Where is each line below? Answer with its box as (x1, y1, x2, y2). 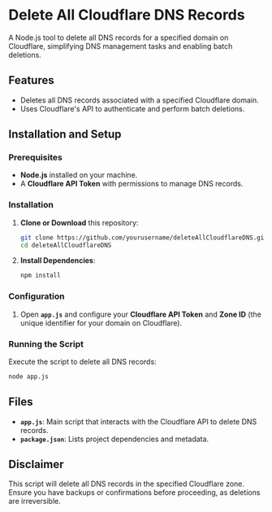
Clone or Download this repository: (19, 217, 139, 227)
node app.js (8, 372, 49, 380)
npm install (19, 271, 61, 280)
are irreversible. (8, 497, 61, 506)
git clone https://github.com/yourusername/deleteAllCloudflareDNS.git (19, 234, 268, 242)
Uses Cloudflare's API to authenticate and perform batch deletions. (19, 103, 245, 113)
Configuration (8, 291, 65, 302)
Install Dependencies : (19, 256, 96, 265)
